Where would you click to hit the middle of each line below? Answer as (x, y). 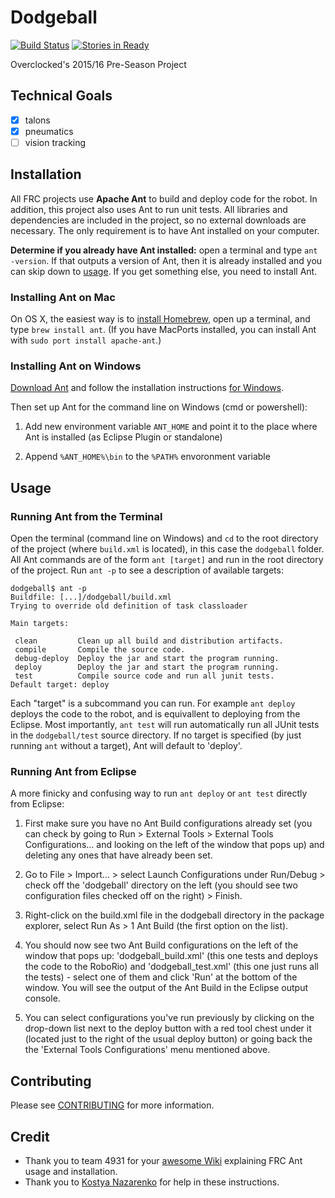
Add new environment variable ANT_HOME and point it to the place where (171, 427)
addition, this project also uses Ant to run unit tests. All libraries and (149, 209)
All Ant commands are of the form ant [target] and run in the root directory (167, 560)
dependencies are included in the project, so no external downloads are (158, 220)
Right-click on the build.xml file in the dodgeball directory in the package (174, 915)
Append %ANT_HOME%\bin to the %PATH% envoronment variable (147, 457)
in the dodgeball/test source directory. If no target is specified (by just (156, 735)
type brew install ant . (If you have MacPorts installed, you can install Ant (163, 330)
